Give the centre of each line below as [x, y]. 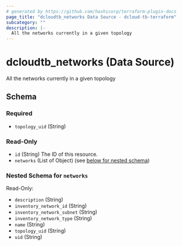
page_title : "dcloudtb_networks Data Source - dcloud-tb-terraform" [91, 17]
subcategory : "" [26, 22]
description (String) [39, 200]
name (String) [30, 225]
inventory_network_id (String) [51, 206]
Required [19, 114]
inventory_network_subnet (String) [56, 212]
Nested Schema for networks [47, 175]
